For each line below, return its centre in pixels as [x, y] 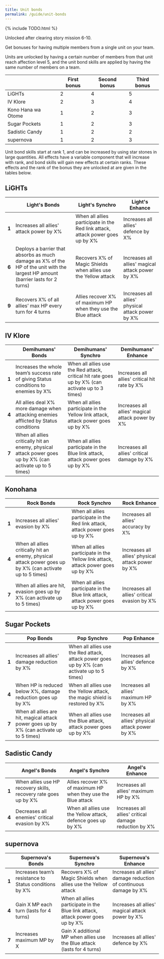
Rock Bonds [41, 503]
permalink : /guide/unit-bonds [36, 14]
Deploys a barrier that [41, 249]
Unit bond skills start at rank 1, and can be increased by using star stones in [81, 152]
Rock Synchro [94, 503]
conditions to [30, 385]
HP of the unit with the [41, 267]
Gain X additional [81, 931]
